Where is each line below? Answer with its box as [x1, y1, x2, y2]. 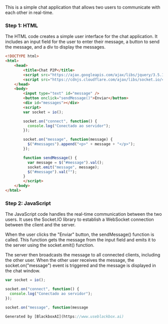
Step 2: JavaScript [5, 200, 51, 207]
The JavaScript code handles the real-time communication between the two [5, 211, 162, 217]
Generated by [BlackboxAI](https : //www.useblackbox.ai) [5, 314, 124, 319]
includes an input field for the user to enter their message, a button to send [5, 39, 160, 45]
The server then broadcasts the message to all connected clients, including [5, 252, 160, 258]
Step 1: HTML [5, 22, 38, 29]
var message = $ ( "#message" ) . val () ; [27, 160, 104, 165]
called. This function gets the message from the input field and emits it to [5, 237, 156, 243]
